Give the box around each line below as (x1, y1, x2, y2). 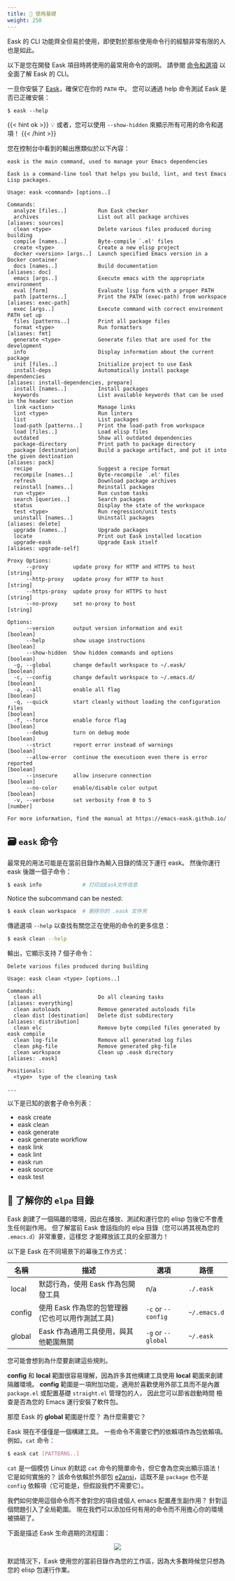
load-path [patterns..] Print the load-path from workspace (13, 422, 205, 429)
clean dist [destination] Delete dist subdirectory (13, 1012, 173, 1019)
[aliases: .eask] (7, 1055, 58, 1062)
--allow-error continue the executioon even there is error (25, 754, 208, 761)
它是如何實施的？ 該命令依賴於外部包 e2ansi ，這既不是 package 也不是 (7, 1472, 208, 1481)
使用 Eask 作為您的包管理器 (38, 1302, 129, 1312)
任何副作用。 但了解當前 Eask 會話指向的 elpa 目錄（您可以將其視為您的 (13, 1223, 220, 1232)
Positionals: (7, 1067, 45, 1074)
